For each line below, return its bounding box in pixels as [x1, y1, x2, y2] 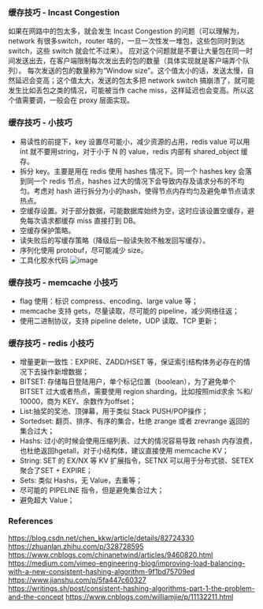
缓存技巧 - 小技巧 [8, 117, 72, 128]
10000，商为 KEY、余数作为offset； [19, 397, 137, 406]
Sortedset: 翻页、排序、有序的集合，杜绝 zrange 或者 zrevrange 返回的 [19, 416, 250, 426]
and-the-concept [8, 592, 65, 602]
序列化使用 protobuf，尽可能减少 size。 [19, 245, 148, 254]
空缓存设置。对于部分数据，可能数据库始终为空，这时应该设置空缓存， [19, 205, 248, 215]
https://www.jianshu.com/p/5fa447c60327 [8, 575, 147, 585]
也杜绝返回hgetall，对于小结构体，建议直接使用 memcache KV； [19, 446, 230, 456]
